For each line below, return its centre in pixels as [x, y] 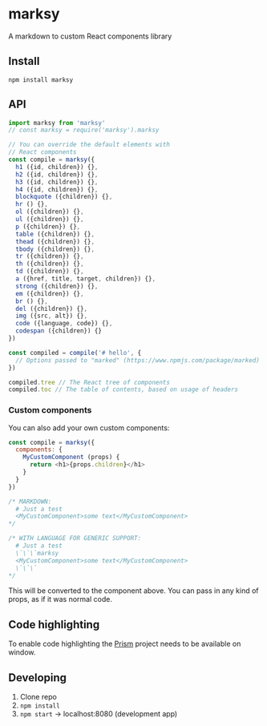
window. [22, 652]
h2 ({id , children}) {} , [57, 174]
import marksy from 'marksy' [57, 123]
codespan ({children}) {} [59, 331]
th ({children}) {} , [50, 264]
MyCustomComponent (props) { [71, 458]
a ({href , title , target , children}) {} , [86, 279]
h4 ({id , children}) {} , [57, 189]
